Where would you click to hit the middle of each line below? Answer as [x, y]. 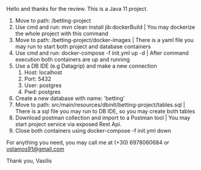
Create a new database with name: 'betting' [70, 98]
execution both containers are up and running [72, 59]
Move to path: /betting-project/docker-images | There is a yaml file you [104, 40]
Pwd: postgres [42, 92]
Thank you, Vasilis [29, 161]
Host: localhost [43, 72]
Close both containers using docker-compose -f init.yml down [93, 131]
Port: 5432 [38, 79]
